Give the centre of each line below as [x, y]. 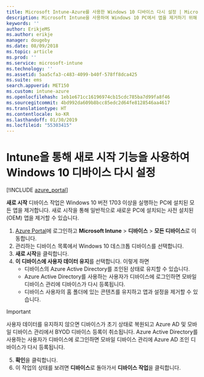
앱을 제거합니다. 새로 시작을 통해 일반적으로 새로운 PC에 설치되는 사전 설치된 [103, 210]
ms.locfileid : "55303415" [39, 126]
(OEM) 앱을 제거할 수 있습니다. [43, 218]
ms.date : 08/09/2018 [33, 46]
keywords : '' [23, 23]
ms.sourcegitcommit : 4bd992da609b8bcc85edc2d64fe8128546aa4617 [88, 102]
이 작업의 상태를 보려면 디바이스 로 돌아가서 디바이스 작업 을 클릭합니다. [98, 368]
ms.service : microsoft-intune [45, 63]
